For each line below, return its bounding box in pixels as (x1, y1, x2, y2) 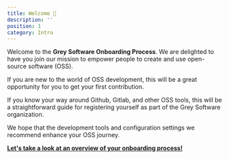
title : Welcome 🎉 (7, 10, 57, 17)
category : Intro (7, 29, 53, 36)
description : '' (7, 16, 53, 23)
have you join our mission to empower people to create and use (7, 55, 187, 63)
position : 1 (7, 23, 41, 29)
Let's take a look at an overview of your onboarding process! (7, 144, 183, 152)
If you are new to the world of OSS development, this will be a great (7, 76, 198, 84)
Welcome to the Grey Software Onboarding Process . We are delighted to (7, 48, 214, 56)
